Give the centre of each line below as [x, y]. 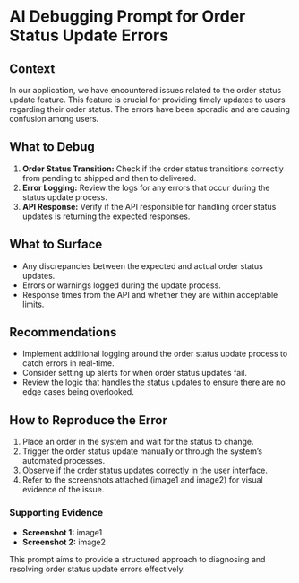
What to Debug [52, 147]
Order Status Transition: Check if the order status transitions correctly [153, 169]
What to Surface [56, 244]
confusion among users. [54, 119]
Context [32, 69]
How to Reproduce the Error [89, 420]
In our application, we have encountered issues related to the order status [145, 90]
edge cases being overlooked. [78, 392]
